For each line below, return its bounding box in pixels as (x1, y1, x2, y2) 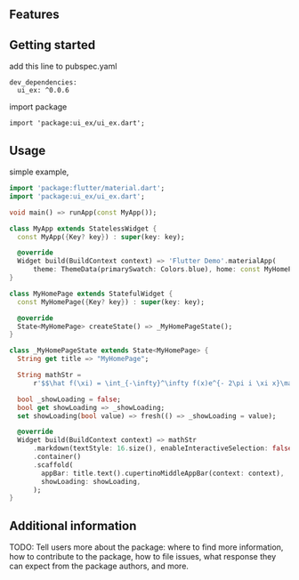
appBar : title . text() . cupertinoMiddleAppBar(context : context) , (41, 469, 285, 478)
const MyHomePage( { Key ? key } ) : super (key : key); (17, 297, 205, 306)
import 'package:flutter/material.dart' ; (9, 184, 166, 193)
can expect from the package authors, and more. (9, 560, 190, 572)
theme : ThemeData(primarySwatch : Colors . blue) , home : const (32, 265, 261, 274)
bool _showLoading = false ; (17, 395, 122, 404)
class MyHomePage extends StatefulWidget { (9, 289, 174, 298)
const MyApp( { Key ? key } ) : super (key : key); (17, 232, 185, 241)
